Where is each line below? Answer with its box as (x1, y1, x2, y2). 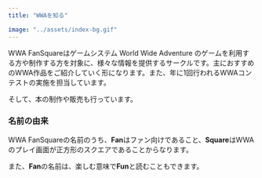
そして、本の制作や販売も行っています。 (8, 94, 137, 104)
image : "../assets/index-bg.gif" (8, 25, 118, 34)
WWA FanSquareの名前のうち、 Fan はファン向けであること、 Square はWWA (8, 135, 255, 144)
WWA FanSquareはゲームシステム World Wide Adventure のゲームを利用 (8, 48, 243, 57)
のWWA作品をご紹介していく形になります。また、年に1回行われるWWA (8, 67, 238, 77)
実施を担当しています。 (35, 78, 111, 87)
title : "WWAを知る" (8, 11, 68, 20)
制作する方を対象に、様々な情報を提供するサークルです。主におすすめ (28, 58, 255, 67)
